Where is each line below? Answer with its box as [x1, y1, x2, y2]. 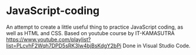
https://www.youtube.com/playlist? [6, 36, 91, 43]
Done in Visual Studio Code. [122, 42, 191, 49]
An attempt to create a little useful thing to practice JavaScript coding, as [6, 23, 184, 30]
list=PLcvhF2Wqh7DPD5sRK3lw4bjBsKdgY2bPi [6, 42, 122, 49]
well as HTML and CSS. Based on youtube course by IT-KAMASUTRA [6, 29, 175, 36]
